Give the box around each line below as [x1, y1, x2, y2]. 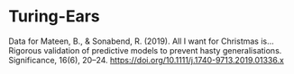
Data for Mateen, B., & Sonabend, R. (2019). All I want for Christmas [8, 36, 259, 46]
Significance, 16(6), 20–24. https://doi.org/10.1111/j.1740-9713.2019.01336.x [8, 54, 285, 65]
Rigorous [8, 45, 42, 55]
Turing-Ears [8, 6, 100, 27]
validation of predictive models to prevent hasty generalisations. [43, 45, 282, 55]
